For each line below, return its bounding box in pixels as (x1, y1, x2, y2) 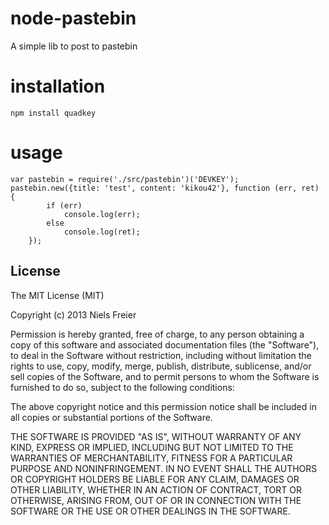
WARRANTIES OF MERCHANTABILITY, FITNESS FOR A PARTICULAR (10, 452, 293, 464)
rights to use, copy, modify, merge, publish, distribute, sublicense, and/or (10, 360, 312, 372)
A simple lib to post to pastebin (10, 40, 138, 52)
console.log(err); (63, 209, 141, 219)
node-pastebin (10, 7, 137, 30)
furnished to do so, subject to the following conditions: (10, 381, 235, 393)
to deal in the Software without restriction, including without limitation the (10, 349, 312, 361)
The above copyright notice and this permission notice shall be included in (10, 400, 317, 412)
